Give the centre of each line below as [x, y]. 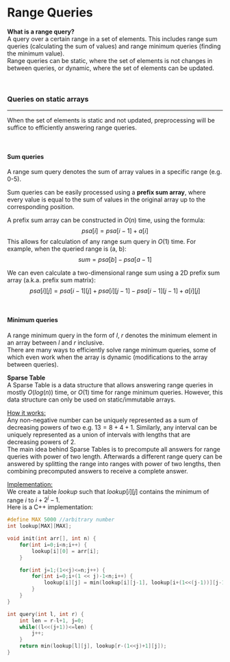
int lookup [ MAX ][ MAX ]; [39, 526]
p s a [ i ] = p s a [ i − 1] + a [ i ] [115, 231]
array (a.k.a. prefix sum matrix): [51, 280]
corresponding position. [41, 207]
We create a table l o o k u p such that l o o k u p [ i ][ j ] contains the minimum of [108, 491]
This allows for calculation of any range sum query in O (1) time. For [102, 242]
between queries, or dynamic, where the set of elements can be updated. [111, 68]
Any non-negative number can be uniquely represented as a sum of [103, 420]
